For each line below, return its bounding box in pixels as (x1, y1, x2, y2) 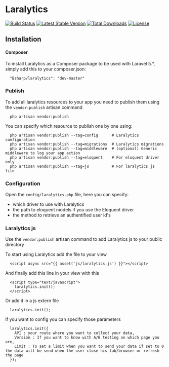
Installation (5, 35, 41, 44)
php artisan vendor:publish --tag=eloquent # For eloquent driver (10, 155, 159, 160)
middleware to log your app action (5, 151, 80, 156)
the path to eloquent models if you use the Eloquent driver (12, 207, 134, 213)
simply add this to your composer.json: (5, 66, 86, 72)
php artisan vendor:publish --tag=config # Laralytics (10, 133, 139, 138)
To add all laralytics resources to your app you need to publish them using (5, 99, 160, 105)
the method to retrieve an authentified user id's (12, 212, 111, 218)
